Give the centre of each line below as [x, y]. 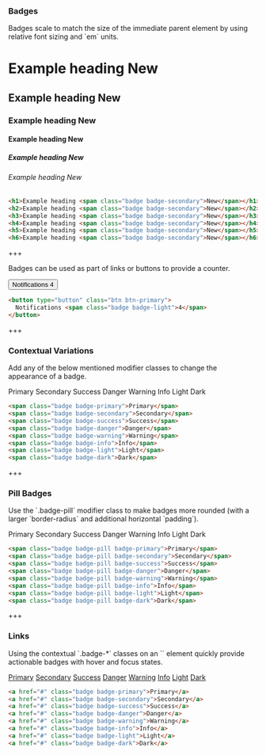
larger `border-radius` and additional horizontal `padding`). [104, 519]
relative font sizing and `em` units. [63, 36]
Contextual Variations [51, 350]
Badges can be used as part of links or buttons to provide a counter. [119, 269]
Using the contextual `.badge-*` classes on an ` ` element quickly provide [127, 653]
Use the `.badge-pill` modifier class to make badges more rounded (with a [129, 511]
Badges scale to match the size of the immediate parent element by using [128, 29]
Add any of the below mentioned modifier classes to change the [113, 368]
